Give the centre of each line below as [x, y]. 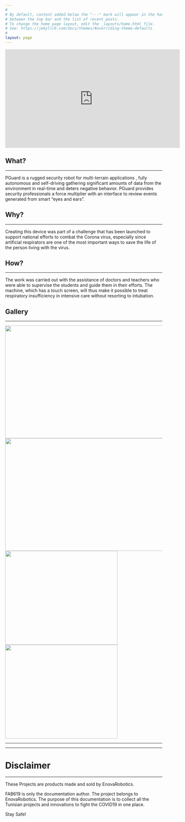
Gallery [17, 312]
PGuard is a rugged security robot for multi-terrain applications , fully [76, 178]
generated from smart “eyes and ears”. [45, 199]
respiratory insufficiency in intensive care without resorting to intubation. [80, 296]
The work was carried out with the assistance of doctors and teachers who [82, 280]
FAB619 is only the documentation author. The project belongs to [72, 794]
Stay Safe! [16, 814]
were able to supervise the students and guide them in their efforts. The [79, 285]
